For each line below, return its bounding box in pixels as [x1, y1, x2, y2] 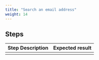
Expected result [53, 45, 92, 52]
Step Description [7, 45, 49, 52]
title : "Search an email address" [5, 7, 77, 12]
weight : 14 [5, 12, 28, 17]
